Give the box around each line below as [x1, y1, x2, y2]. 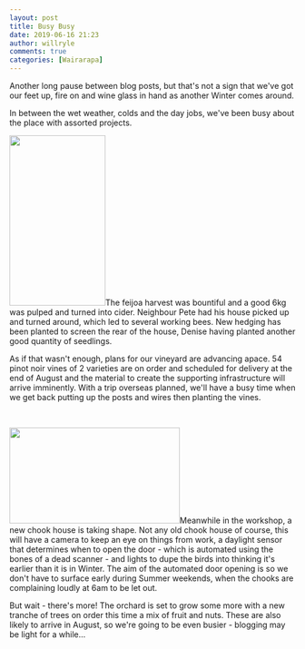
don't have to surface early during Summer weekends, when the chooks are [9, 573, 294, 584]
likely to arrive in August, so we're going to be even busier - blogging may [9, 619, 286, 630]
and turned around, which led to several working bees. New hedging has [9, 317, 281, 327]
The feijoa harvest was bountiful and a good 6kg [105, 297, 287, 308]
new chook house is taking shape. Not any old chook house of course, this [9, 525, 289, 536]
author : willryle [9, 38, 75, 48]
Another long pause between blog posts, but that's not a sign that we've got [9, 81, 294, 91]
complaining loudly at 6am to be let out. [9, 583, 158, 593]
